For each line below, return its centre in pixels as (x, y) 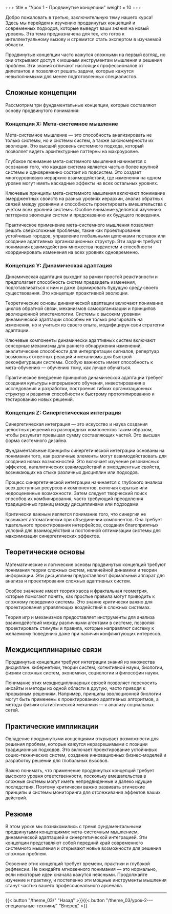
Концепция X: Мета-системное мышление (62, 124)
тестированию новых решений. (40, 399)
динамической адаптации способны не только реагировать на (74, 319)
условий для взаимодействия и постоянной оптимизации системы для (83, 530)
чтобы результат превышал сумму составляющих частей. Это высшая (83, 435)
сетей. (12, 710)
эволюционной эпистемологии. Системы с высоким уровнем (73, 314)
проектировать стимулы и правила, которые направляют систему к (80, 628)
